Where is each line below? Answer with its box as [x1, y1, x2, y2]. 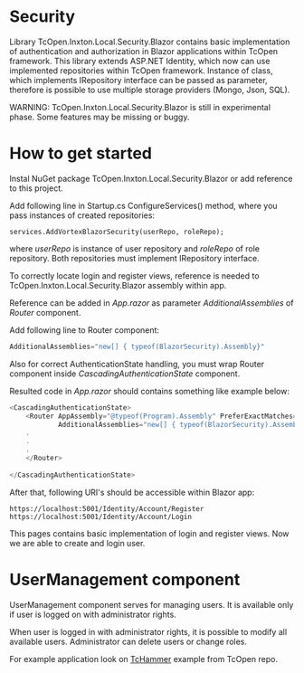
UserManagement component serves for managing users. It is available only [9, 599, 294, 610]
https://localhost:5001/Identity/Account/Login [9, 512, 193, 521]
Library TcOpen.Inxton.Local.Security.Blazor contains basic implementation [9, 36, 290, 47]
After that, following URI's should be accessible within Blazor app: [9, 487, 255, 498]
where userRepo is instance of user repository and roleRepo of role [9, 242, 261, 254]
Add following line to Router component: [9, 324, 160, 336]
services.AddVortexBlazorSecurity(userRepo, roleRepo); [9, 227, 224, 236]
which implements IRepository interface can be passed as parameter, [9, 74, 269, 85]
